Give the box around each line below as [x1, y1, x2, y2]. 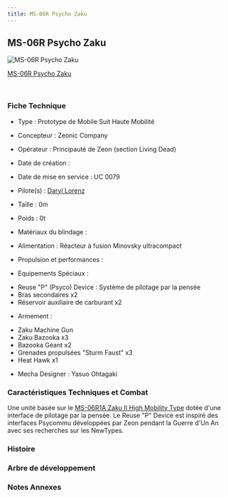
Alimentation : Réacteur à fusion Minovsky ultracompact [17, 241, 183, 250]
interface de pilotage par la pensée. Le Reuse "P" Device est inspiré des [7, 411, 219, 420]
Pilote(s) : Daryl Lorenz [17, 186, 85, 194]
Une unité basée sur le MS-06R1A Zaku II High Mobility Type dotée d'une [7, 404, 222, 412]
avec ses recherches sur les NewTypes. [7, 427, 124, 435]
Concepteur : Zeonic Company [17, 131, 108, 140]
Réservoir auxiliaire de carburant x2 [17, 298, 122, 306]
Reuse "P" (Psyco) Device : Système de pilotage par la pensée [17, 283, 201, 291]
